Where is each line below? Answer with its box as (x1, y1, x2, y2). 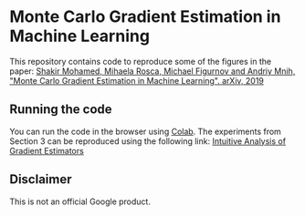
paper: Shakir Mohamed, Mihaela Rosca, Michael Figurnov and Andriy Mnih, (9, 66, 296, 77)
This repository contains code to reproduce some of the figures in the (9, 56, 272, 67)
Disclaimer (9, 171, 72, 188)
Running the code (9, 102, 112, 118)
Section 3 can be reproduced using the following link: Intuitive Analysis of (9, 135, 286, 147)
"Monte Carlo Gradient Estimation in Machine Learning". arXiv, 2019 (9, 75, 265, 86)
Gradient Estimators (9, 145, 84, 156)
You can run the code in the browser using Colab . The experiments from (9, 126, 281, 137)
